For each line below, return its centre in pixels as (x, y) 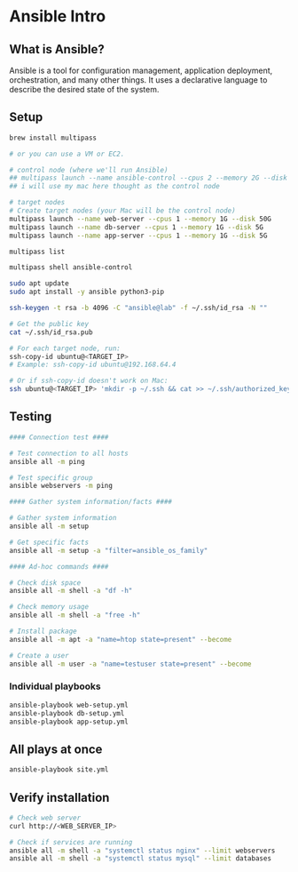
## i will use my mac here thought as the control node (114, 187)
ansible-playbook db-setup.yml (67, 713)
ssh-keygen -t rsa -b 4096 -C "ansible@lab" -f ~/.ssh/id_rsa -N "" (138, 308)
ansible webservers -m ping (61, 486)
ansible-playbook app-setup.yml (69, 722)
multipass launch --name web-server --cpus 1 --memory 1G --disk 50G (141, 219)
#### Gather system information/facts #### (91, 502)
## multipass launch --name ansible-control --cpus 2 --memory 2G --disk (149, 178)
